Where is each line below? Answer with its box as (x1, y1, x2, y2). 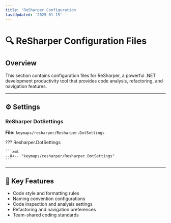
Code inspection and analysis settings (12, 201, 93, 207)
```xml (5, 149, 19, 154)
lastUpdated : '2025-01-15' (5, 12, 63, 17)
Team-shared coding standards (12, 212, 79, 218)
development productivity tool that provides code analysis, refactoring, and (5, 77, 163, 84)
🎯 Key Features (5, 177, 54, 185)
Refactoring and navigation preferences (12, 207, 96, 212)
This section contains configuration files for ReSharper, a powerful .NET (5, 72, 156, 78)
